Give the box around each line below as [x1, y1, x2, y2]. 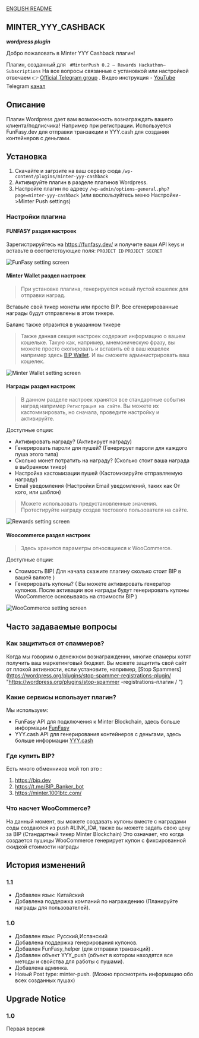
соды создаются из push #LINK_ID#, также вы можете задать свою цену [6, 824, 191, 831]
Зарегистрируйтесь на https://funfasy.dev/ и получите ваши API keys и [6, 241, 185, 248]
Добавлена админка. [14, 964, 69, 971]
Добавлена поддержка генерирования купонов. [14, 939, 138, 946]
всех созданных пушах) [14, 977, 75, 984]
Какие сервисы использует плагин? [6, 693, 117, 701]
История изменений [6, 860, 86, 870]
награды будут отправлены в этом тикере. [6, 309, 115, 317]
